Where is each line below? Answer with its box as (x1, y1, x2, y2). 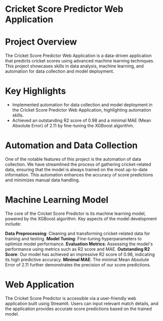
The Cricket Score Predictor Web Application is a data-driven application (5, 53, 152, 58)
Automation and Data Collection (5, 140, 138, 151)
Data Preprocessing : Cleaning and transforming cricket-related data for (5, 230, 150, 236)
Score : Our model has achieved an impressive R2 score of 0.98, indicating (5, 251, 155, 257)
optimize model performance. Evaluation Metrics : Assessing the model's (5, 241, 153, 247)
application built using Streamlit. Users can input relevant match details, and (5, 300, 159, 306)
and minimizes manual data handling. (5, 177, 80, 183)
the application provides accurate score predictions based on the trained (5, 306, 152, 312)
